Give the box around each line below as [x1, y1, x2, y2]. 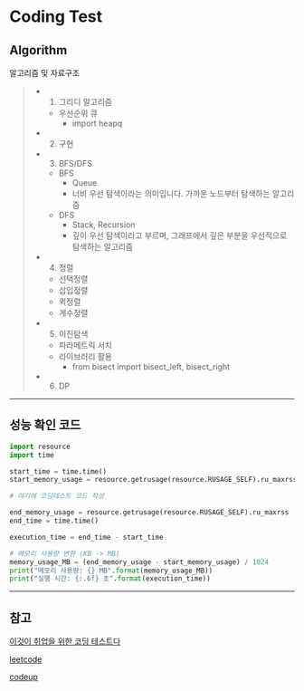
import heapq [71, 118, 123, 129]
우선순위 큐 [58, 108, 98, 119]
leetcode [9, 654, 43, 665]
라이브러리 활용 [58, 351, 113, 361]
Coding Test [9, 6, 102, 27]
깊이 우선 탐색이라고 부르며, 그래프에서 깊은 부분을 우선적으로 [71, 230, 288, 241]
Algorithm [9, 43, 68, 58]
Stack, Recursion [71, 219, 136, 230]
